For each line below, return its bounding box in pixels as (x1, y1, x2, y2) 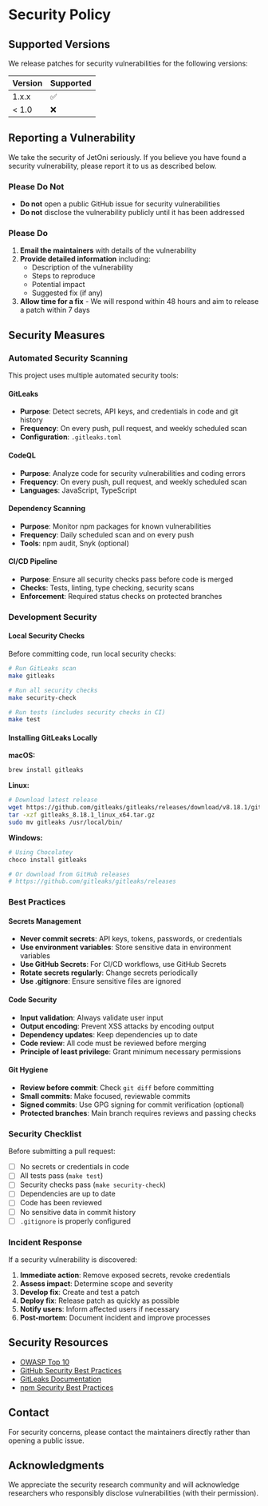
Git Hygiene (8, 1065, 49, 1075)
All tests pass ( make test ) (19, 1171, 104, 1180)
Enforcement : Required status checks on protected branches (19, 591, 223, 601)
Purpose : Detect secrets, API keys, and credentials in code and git (19, 406, 238, 417)
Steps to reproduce (31, 271, 96, 281)
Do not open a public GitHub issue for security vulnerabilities (19, 199, 221, 209)
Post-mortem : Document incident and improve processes (19, 1312, 211, 1322)
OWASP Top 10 (19, 1357, 70, 1367)
